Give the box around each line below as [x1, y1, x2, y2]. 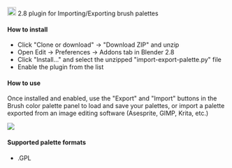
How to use [7, 79, 41, 87]
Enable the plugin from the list [17, 63, 104, 71]
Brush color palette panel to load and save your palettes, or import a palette [7, 102, 225, 110]
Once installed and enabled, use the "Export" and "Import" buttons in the [7, 94, 217, 102]
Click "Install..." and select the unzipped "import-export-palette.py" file [17, 56, 222, 64]
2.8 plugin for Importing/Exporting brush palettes [17, 9, 159, 17]
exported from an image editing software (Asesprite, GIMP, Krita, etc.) [7, 109, 209, 118]
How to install [7, 25, 48, 33]
